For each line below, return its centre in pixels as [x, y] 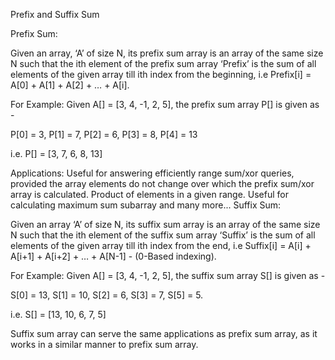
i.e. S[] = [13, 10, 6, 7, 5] [58, 314]
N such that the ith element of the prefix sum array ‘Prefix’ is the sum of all [163, 63]
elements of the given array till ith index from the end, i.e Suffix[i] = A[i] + [161, 245]
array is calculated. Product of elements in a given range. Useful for [149, 194]
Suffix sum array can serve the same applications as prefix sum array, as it [164, 333]
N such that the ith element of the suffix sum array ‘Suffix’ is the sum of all [163, 235]
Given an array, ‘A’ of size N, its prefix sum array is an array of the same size [167, 53]
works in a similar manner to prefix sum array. [104, 344]
